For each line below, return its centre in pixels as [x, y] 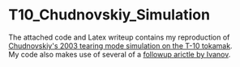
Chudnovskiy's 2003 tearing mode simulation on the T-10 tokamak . [120, 45]
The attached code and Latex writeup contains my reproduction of [119, 37]
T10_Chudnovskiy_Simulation [109, 15]
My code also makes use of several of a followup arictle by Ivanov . [120, 54]
